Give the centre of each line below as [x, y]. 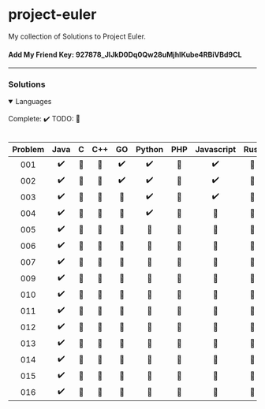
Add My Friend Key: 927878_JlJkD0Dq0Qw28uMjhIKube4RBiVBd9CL [125, 54]
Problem [28, 150]
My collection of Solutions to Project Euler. [77, 36]
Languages [34, 102]
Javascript [216, 150]
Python [149, 150]
